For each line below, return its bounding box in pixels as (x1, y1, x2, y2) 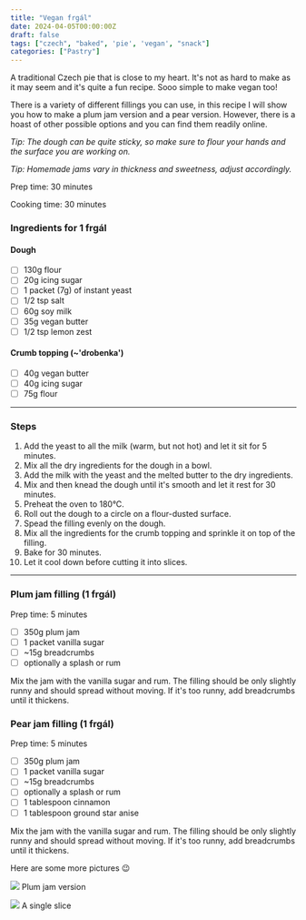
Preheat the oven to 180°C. (23, 499, 125, 510)
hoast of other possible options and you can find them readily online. (10, 119, 268, 130)
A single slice (21, 900, 72, 911)
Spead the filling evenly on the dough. (23, 518, 166, 529)
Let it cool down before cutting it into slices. (23, 557, 188, 568)
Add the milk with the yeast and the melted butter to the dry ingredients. (23, 470, 293, 480)
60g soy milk (23, 306, 72, 317)
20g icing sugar (23, 275, 83, 286)
